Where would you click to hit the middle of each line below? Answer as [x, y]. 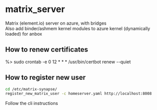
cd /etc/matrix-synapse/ [31, 89]
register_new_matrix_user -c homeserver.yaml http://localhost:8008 [78, 94]
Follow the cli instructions [32, 103]
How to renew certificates [47, 49]
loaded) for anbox [24, 34]
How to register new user [46, 78]
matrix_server [35, 9]
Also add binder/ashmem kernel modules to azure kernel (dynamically [78, 28]
